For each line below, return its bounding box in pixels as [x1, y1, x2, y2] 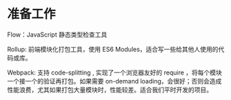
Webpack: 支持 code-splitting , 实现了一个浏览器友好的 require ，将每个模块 [7, 68, 223, 77]
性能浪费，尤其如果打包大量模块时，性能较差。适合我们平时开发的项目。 [7, 86, 212, 94]
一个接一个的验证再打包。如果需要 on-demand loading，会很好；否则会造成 [7, 77, 222, 85]
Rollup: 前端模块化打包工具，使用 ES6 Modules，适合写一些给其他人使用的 [7, 45, 219, 53]
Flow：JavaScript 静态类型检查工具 [7, 30, 108, 39]
